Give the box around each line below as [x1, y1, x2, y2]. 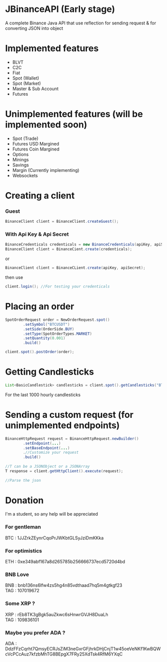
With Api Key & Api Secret [5, 231, 69, 238]
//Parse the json [5, 478, 41, 483]
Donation [5, 495, 44, 506]
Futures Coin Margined [12, 146, 60, 152]
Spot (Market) [12, 80, 41, 86]
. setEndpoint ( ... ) [23, 441, 61, 446]
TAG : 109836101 [5, 617, 39, 623]
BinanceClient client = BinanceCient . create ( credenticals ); [5, 247, 133, 252]
